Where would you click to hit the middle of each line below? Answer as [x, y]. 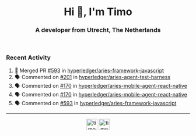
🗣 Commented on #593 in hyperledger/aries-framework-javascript [95, 103]
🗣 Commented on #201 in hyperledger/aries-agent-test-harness [92, 77]
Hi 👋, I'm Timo [98, 12]
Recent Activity [29, 58]
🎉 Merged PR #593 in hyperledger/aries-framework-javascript [89, 70]
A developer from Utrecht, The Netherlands [98, 30]
